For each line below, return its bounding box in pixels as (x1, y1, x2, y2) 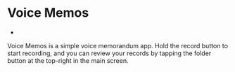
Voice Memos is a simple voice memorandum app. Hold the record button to (7, 41, 229, 50)
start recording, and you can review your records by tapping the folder (7, 49, 212, 57)
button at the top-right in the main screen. (7, 56, 129, 64)
